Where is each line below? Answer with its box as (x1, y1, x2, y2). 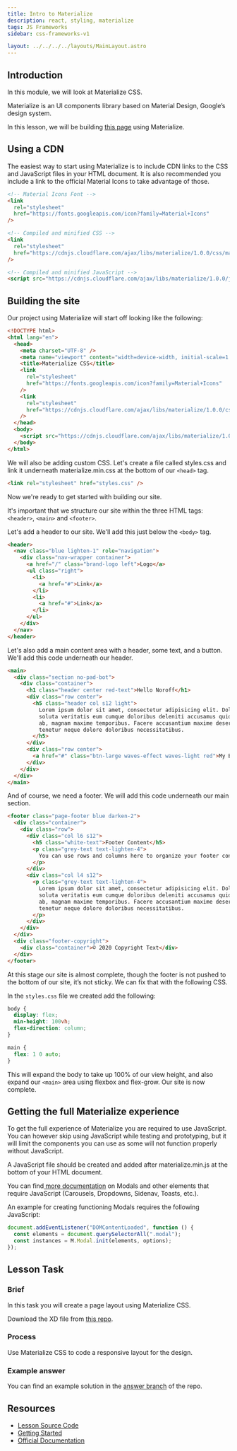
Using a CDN (7, 143, 65, 156)
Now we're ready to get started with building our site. (7, 492, 162, 501)
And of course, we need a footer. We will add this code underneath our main (7, 791, 229, 800)
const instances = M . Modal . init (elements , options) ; (13, 1237, 172, 1245)
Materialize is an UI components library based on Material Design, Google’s (7, 101, 226, 110)
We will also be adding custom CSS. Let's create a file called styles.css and (7, 458, 227, 467)
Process (7, 1332, 37, 1342)
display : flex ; (13, 1012, 59, 1019)
